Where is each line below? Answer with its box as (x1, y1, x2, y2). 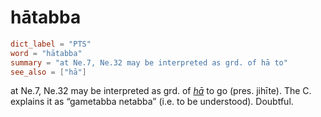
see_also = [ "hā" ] (10, 67, 87, 77)
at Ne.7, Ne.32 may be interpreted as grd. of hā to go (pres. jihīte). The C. (10, 85, 312, 97)
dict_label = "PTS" (10, 39, 92, 49)
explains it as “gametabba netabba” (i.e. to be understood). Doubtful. (10, 96, 294, 108)
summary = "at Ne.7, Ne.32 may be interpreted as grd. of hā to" (10, 57, 288, 68)
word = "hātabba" (10, 48, 83, 58)
